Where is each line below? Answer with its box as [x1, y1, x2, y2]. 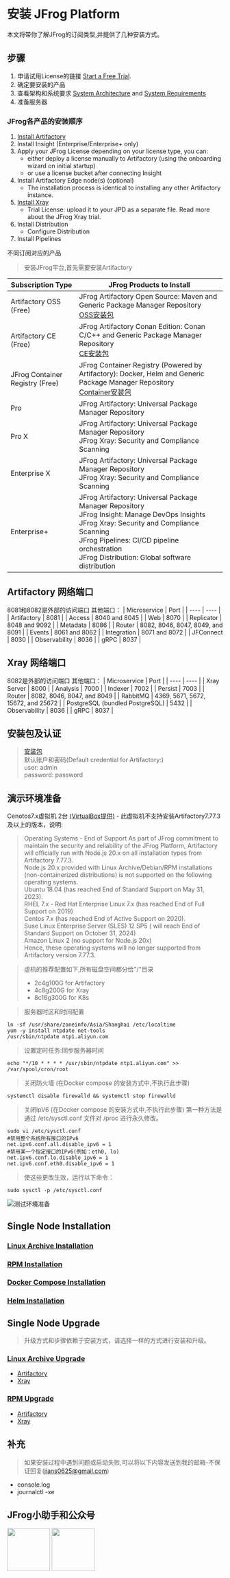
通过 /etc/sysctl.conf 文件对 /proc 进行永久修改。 [23, 1114, 162, 1123]
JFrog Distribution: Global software [79, 553, 192, 562]
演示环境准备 [7, 792, 62, 804]
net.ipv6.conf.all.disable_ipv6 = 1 [7, 1141, 112, 1148]
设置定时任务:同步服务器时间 [23, 1047, 104, 1055]
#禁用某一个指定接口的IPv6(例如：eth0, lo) [7, 1148, 120, 1156]
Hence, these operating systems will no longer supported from [23, 944, 201, 952]
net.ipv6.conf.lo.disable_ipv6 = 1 [7, 1154, 109, 1161]
